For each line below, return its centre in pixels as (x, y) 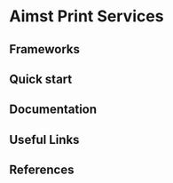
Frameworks (45, 49)
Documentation (53, 110)
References (42, 170)
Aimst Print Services (86, 16)
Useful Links (44, 139)
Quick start (41, 79)
